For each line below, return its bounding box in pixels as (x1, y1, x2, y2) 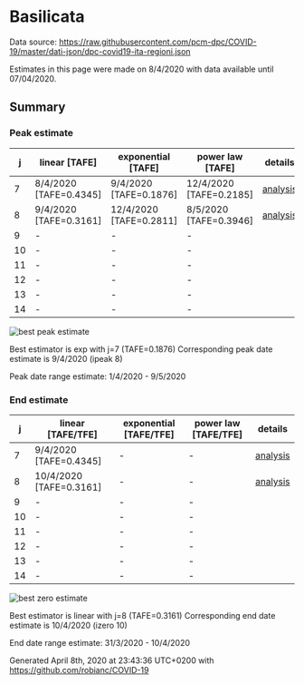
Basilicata (9, 6, 85, 27)
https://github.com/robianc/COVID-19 (9, 664, 149, 675)
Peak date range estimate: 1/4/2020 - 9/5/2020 (9, 370, 186, 382)
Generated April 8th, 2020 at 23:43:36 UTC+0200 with (9, 655, 214, 666)
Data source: (9, 36, 57, 47)
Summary (9, 100, 66, 115)
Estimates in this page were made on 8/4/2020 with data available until (9, 64, 274, 74)
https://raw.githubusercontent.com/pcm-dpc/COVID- (58, 36, 258, 47)
